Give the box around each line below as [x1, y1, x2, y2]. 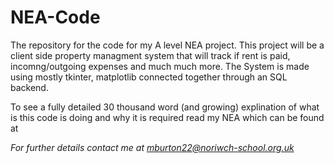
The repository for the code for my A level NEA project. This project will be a [10, 39, 325, 51]
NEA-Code [10, 6, 101, 29]
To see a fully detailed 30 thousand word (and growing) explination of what [10, 101, 320, 113]
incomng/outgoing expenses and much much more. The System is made [10, 60, 310, 72]
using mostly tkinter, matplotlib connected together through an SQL [10, 71, 288, 83]
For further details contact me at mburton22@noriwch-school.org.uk [10, 141, 295, 153]
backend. [10, 81, 49, 93]
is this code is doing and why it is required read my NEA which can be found [10, 111, 325, 123]
